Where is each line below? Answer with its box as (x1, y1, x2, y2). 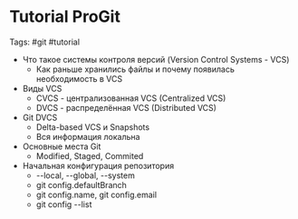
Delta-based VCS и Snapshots (35, 121, 150, 133)
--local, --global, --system (35, 170, 136, 181)
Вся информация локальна (35, 131, 140, 142)
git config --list (35, 198, 92, 210)
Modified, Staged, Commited (35, 150, 144, 161)
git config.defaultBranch (35, 179, 127, 190)
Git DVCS (22, 112, 58, 123)
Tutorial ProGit (9, 6, 120, 27)
